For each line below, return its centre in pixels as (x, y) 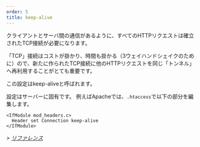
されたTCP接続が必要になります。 (48, 43)
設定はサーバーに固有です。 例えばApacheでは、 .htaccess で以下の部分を (97, 96)
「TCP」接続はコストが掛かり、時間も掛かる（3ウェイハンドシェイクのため (100, 55)
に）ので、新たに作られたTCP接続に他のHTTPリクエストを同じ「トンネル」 (101, 63)
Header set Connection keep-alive (55, 120)
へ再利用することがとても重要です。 (51, 70)
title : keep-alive (29, 17)
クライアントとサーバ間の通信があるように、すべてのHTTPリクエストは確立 (100, 35)
